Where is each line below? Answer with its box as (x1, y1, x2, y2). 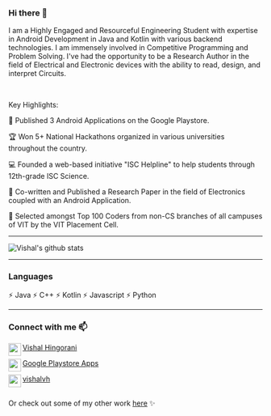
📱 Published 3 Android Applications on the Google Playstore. (8, 116, 210, 125)
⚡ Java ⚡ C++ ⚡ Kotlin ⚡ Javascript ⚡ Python (8, 290, 157, 299)
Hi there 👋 (8, 7, 48, 19)
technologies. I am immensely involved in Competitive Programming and (8, 43, 248, 53)
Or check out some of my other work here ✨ (8, 398, 156, 408)
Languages (8, 271, 54, 282)
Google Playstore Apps (23, 358, 99, 367)
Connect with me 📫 (8, 321, 88, 333)
